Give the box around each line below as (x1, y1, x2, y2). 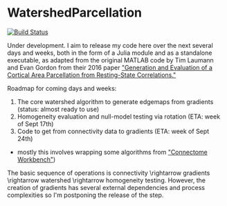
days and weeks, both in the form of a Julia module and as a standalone (7, 49, 212, 57)
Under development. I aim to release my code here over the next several (7, 41, 213, 49)
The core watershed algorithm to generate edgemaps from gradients (17, 97, 214, 105)
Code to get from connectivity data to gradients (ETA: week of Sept (17, 127, 210, 135)
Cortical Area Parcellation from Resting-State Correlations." (7, 71, 176, 79)
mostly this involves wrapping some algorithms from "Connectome (17, 148, 208, 156)
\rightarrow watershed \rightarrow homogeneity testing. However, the (7, 175, 206, 184)
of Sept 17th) (17, 119, 54, 128)
